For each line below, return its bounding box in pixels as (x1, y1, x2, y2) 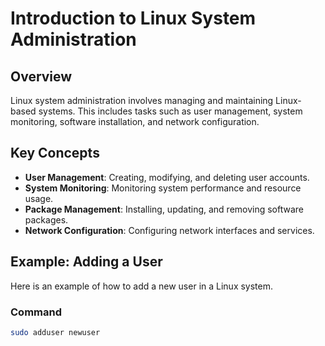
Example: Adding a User (10, 253, 163, 271)
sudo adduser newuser (10, 327, 101, 337)
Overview (10, 68, 73, 85)
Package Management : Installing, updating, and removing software (24, 203, 305, 215)
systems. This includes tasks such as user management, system (38, 105, 303, 117)
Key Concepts (10, 145, 100, 162)
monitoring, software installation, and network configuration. (10, 116, 260, 127)
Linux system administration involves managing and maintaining (10, 95, 274, 106)
